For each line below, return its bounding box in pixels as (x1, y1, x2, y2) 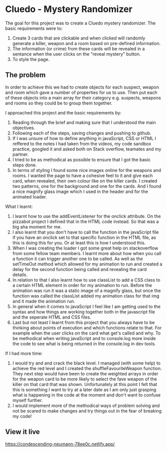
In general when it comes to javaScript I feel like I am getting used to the (12, 303, 161, 309)
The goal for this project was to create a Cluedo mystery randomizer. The (5, 20, 156, 26)
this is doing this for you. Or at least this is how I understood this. (12, 239, 146, 245)
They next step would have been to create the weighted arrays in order (12, 370, 159, 376)
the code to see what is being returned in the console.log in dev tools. (12, 340, 156, 346)
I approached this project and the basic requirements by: (5, 109, 122, 115)
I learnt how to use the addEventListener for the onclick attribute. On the (12, 213, 161, 219)
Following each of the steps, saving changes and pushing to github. (12, 130, 152, 136)
